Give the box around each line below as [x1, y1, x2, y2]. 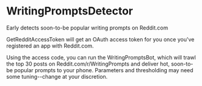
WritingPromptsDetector [6, 4, 133, 18]
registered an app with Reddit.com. [6, 42, 94, 49]
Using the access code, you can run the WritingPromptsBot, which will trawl [6, 54, 196, 61]
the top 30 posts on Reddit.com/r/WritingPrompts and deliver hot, [6, 60, 170, 67]
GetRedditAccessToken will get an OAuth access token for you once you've [6, 35, 195, 43]
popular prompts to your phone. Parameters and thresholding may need [14, 66, 194, 73]
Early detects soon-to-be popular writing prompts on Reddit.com [6, 24, 169, 31]
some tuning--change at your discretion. [6, 73, 108, 80]
